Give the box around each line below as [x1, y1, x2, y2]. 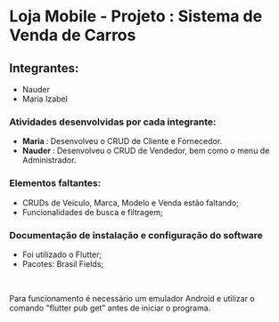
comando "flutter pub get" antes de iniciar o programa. [9, 302, 211, 313]
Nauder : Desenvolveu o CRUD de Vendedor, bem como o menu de [21, 145, 270, 157]
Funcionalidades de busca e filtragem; [21, 206, 163, 217]
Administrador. [21, 155, 77, 165]
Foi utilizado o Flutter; [21, 249, 103, 260]
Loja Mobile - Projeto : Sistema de [9, 6, 263, 27]
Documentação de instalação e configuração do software [9, 229, 263, 241]
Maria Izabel [21, 93, 69, 104]
